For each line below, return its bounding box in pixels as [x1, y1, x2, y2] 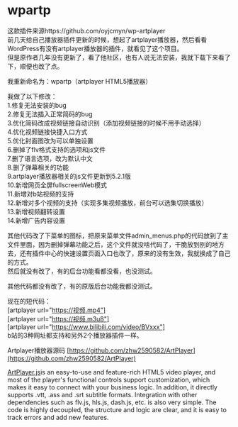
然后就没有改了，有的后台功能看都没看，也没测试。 [7, 267, 157, 275]
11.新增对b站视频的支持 [7, 189, 74, 198]
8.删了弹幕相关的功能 [7, 162, 69, 172]
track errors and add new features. [7, 413, 109, 421]
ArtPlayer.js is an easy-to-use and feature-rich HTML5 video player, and [7, 367, 216, 376]
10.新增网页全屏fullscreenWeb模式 [7, 180, 108, 189]
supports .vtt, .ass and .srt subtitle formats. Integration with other [7, 390, 198, 399]
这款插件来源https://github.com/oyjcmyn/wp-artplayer [7, 26, 166, 35]
